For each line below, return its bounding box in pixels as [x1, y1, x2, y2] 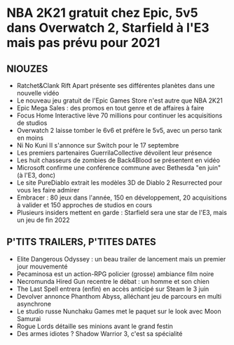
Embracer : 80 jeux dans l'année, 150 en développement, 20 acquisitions [16, 193, 227, 202]
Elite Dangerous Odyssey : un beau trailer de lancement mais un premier [16, 254, 226, 263]
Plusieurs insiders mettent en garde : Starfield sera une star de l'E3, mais [16, 209, 227, 216]
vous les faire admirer [16, 186, 80, 194]
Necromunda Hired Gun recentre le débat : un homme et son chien [16, 277, 209, 285]
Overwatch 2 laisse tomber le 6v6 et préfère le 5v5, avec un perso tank [16, 126, 222, 134]
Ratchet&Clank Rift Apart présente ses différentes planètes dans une [16, 82, 215, 89]
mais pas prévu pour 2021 [6, 35, 160, 51]
